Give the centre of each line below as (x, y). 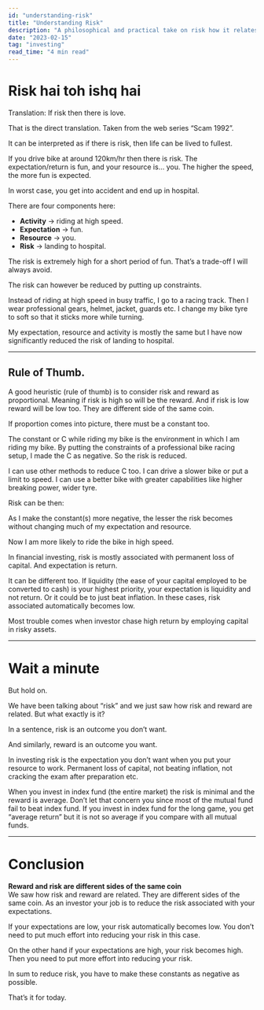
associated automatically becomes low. (71, 605)
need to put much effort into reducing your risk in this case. (104, 934)
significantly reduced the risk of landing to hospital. (91, 340)
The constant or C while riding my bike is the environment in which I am (124, 438)
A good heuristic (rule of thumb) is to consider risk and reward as (114, 391)
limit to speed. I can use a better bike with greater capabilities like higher (125, 479)
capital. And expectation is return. (63, 565)
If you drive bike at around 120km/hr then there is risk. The (103, 158)
